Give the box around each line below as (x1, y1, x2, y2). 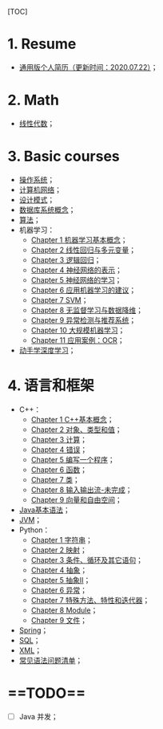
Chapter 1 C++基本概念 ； (30, 414, 114, 424)
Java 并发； (18, 711, 59, 721)
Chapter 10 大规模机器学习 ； (30, 325, 125, 335)
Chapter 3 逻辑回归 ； (30, 255, 101, 264)
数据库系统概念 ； (18, 205, 76, 214)
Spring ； (18, 625, 49, 635)
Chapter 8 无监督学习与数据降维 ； (30, 305, 143, 315)
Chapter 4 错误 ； (30, 445, 88, 454)
